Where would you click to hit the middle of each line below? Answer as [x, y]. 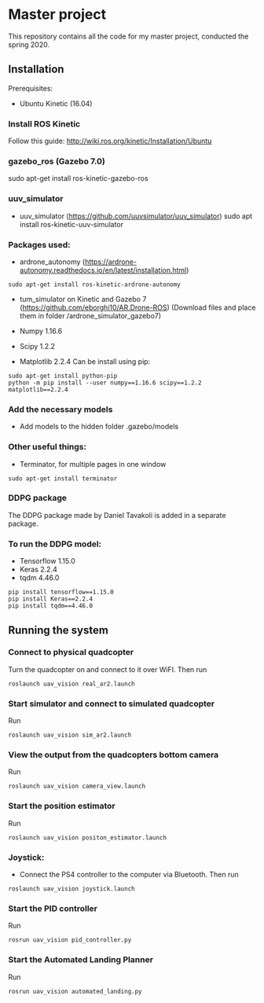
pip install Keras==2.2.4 [50, 599]
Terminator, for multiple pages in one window [93, 464]
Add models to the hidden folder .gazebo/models [99, 427]
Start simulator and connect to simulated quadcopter [111, 704]
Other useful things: [47, 447]
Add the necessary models [60, 409]
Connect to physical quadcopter [71, 652]
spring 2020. [29, 44]
